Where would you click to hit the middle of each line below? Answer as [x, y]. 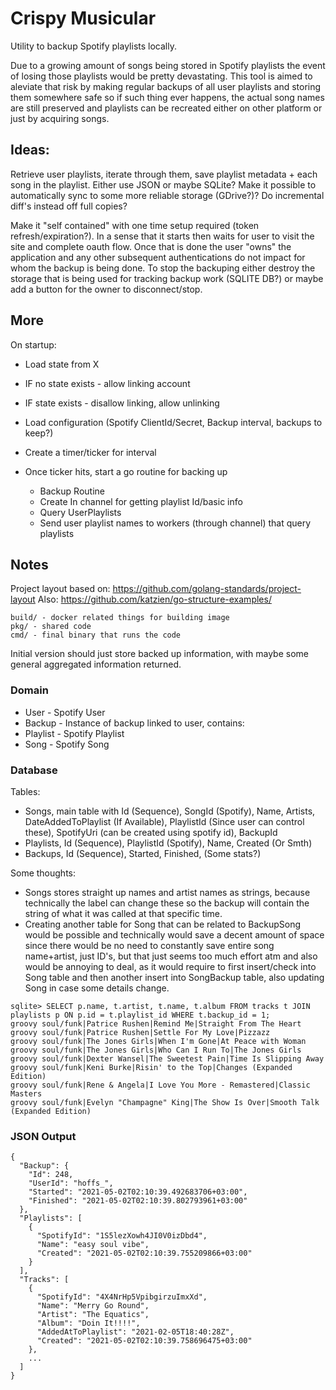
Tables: [25, 791]
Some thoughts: [43, 873]
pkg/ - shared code [51, 627]
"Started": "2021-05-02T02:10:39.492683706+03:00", [138, 1192]
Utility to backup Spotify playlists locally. [93, 46]
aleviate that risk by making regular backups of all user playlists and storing [166, 86]
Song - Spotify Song [67, 744]
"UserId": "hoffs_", [71, 1183]
